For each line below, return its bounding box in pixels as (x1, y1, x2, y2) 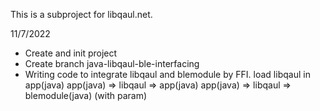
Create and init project (24, 47, 118, 59)
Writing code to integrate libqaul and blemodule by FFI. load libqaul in (24, 69, 311, 80)
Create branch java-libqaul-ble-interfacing (24, 58, 200, 69)
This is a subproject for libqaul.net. (10, 9, 153, 20)
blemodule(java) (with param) (24, 90, 148, 101)
